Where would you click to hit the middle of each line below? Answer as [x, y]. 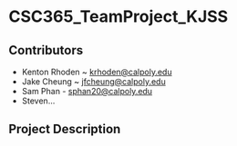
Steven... [38, 101]
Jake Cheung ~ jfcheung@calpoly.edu [93, 82]
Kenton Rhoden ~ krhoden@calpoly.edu [97, 72]
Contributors [46, 50]
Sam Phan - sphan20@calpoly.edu [87, 91]
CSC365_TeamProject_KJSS [118, 17]
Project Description [65, 129]
